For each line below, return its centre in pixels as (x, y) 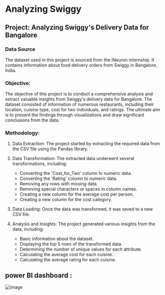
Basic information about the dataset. (57, 239)
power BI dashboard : (39, 275)
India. (11, 70)
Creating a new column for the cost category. (66, 200)
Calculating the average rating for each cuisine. (68, 260)
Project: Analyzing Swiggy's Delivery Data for (77, 27)
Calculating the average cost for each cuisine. (66, 254)
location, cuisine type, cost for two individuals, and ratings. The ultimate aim (83, 110)
